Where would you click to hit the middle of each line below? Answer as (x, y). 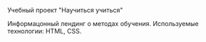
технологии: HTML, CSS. (45, 31)
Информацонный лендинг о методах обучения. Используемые (103, 23)
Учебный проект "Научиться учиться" (65, 10)
